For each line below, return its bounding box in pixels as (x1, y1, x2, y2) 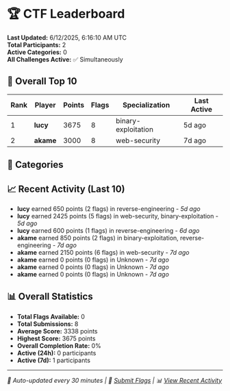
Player (34, 100, 56, 110)
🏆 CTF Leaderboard (7, 6, 125, 22)
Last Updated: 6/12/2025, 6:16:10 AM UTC (7, 33, 127, 42)
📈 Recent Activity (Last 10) (7, 183, 125, 194)
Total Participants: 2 (7, 40, 66, 49)
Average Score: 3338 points (16, 327, 98, 335)
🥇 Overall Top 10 (7, 75, 77, 87)
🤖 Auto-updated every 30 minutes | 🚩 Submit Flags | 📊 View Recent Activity (7, 376, 222, 384)
